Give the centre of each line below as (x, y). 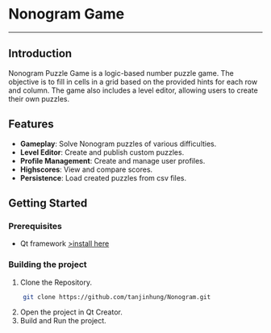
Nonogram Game (67, 14)
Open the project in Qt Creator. (71, 312)
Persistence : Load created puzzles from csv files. (103, 177)
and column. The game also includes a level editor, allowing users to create (133, 90)
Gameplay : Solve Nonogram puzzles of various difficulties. (118, 144)
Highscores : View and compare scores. (86, 169)
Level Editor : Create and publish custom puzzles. (102, 152)
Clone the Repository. (56, 282)
